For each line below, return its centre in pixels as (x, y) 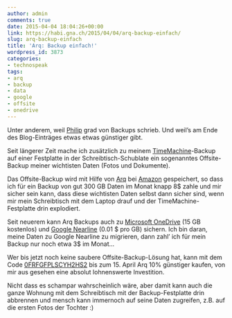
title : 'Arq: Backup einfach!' (52, 46)
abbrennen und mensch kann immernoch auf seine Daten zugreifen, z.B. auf (116, 300)
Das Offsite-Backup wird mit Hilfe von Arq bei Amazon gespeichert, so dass (115, 179)
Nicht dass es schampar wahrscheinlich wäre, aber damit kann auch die (110, 285)
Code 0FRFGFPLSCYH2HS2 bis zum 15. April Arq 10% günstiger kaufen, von (116, 265)
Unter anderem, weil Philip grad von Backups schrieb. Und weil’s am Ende (113, 130)
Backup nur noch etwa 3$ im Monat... (61, 244)
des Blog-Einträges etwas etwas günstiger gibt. (75, 137)
